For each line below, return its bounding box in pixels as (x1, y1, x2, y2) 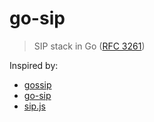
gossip (23, 78, 52, 91)
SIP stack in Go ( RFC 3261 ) (33, 40, 146, 52)
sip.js (23, 100, 46, 112)
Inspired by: (9, 59, 59, 71)
